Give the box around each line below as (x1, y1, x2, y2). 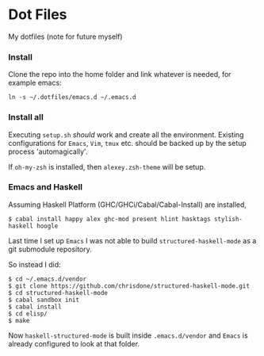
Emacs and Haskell (8, 182, 83, 193)
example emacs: (8, 78, 62, 88)
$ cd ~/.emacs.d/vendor (8, 275, 87, 283)
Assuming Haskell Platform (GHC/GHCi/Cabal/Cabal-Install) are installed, (8, 200, 247, 209)
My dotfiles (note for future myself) (8, 32, 123, 41)
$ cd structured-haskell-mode (8, 289, 109, 297)
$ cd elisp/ (8, 309, 48, 318)
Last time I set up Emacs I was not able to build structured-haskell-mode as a (8, 235, 257, 245)
